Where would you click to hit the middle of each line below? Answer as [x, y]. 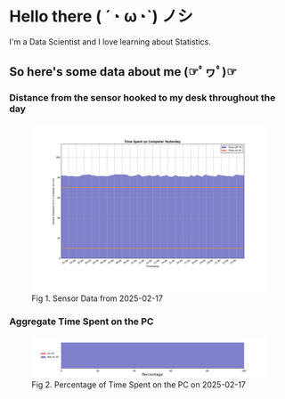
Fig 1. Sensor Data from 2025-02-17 [97, 298]
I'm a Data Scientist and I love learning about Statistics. [110, 41]
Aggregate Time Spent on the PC [81, 322]
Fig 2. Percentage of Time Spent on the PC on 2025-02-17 [139, 384]
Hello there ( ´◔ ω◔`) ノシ [101, 16]
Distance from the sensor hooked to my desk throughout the [142, 98]
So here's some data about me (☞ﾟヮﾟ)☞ [123, 72]
